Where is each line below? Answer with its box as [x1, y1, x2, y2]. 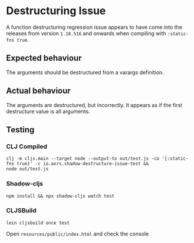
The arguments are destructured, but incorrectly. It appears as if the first [6, 101, 183, 108]
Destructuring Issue [6, 4, 106, 18]
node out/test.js [6, 166, 49, 172]
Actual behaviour [6, 86, 71, 96]
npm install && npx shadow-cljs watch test [6, 193, 115, 199]
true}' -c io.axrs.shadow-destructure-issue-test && [17, 161, 149, 167]
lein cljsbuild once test [6, 219, 70, 226]
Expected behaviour [6, 53, 82, 63]
